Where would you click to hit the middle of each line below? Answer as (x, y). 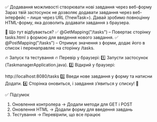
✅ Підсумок (17, 95)
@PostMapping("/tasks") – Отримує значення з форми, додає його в (75, 43)
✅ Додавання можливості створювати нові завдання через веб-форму (78, 7)
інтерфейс (15, 17)
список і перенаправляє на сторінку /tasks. (50, 48)
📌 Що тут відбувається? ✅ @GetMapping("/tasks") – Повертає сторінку (78, 32)
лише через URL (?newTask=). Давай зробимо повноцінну (90, 17)
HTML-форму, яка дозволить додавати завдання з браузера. (68, 23)
